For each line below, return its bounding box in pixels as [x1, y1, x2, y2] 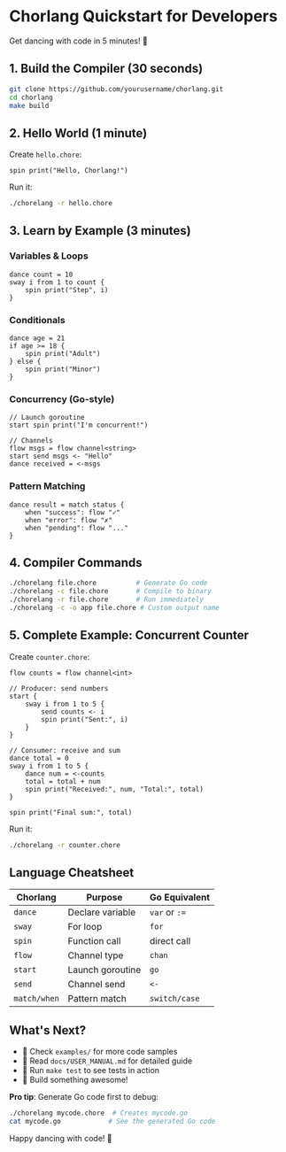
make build [9, 101, 50, 110]
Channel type [67, 949, 124, 962]
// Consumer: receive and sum [9, 746, 121, 754]
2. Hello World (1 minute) [9, 126, 148, 141]
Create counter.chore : [9, 651, 90, 661]
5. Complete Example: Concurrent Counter [9, 628, 250, 643]
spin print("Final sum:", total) [9, 808, 133, 816]
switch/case [149, 994, 200, 1004]
